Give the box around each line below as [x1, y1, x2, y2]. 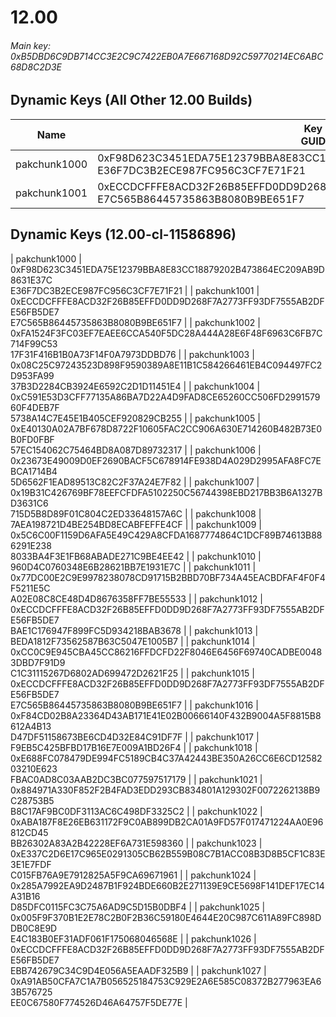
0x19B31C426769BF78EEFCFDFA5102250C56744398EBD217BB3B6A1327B [10, 486, 323, 498]
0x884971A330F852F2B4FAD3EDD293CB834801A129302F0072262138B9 [10, 784, 321, 796]
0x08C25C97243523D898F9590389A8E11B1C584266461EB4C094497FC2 [10, 359, 323, 371]
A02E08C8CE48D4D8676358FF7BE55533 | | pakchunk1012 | [10, 592, 263, 605]
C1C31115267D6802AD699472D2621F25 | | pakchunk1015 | [10, 667, 255, 679]
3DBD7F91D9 [10, 656, 66, 668]
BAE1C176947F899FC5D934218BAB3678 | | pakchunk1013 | [10, 624, 259, 636]
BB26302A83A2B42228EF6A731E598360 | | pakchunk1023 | [10, 837, 263, 849]
